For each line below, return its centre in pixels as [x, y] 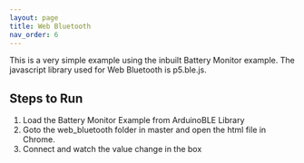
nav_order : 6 [34, 34]
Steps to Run [46, 98]
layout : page [34, 18]
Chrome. [39, 139]
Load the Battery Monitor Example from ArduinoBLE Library [133, 120]
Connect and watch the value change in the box [112, 149]
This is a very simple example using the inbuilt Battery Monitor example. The [152, 61]
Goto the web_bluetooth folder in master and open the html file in [144, 130]
